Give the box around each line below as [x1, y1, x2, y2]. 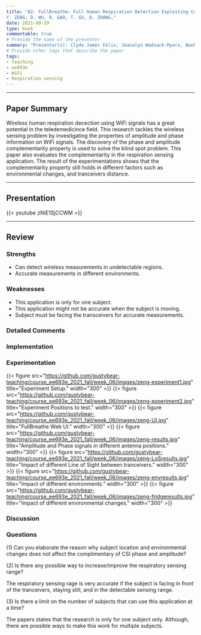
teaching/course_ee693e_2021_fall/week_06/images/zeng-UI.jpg [6, 416, 166, 424]
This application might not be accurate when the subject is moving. [14, 305, 181, 312]
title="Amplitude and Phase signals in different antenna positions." [6, 442, 169, 449]
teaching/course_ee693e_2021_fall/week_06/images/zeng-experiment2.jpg [6, 397, 193, 404]
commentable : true [6, 31, 52, 37]
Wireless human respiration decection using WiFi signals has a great [6, 119, 175, 126]
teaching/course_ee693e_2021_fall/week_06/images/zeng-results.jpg [6, 436, 178, 443]
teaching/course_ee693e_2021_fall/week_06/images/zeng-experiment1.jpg [6, 378, 191, 385]
